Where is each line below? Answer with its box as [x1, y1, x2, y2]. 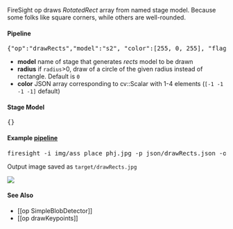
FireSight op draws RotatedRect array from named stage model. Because [7, 6, 216, 14]
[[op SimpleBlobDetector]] [17, 206, 93, 214]
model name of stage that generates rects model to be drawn [17, 58, 193, 66]
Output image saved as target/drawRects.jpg [7, 162, 137, 171]
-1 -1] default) [17, 87, 60, 96]
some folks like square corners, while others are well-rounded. [7, 13, 186, 22]
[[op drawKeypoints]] [17, 214, 78, 222]
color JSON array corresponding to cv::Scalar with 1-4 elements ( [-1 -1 [17, 80, 224, 88]
